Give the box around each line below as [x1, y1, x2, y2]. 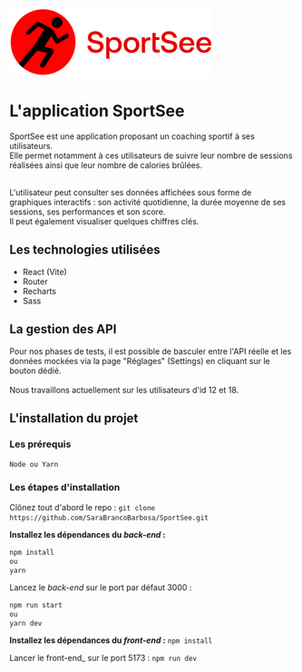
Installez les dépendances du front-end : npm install [9, 635, 213, 646]
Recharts [22, 285, 57, 296]
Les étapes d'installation [9, 481, 121, 494]
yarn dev [9, 618, 43, 628]
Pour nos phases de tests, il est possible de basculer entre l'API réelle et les [9, 345, 292, 357]
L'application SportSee [9, 101, 185, 122]
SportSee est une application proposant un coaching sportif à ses [9, 131, 256, 142]
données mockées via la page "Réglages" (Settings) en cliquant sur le [9, 355, 270, 366]
